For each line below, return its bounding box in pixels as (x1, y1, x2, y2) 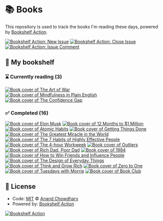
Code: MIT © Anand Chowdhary (12, 195, 78, 201)
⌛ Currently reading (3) (5, 73, 62, 80)
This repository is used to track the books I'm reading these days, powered (5, 23, 159, 30)
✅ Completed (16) (5, 110, 49, 116)
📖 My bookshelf (5, 58, 54, 67)
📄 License (5, 182, 36, 191)
